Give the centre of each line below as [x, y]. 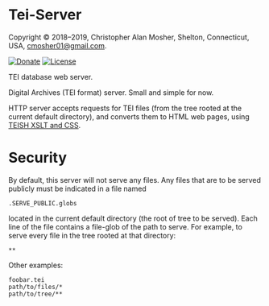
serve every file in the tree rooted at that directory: [92, 235]
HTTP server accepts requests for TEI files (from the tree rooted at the [125, 108]
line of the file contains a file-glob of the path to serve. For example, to [126, 226]
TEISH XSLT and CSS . [45, 125]
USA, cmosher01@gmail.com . [58, 45]
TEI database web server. [51, 76]
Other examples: [36, 265]
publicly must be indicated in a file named [77, 188]
